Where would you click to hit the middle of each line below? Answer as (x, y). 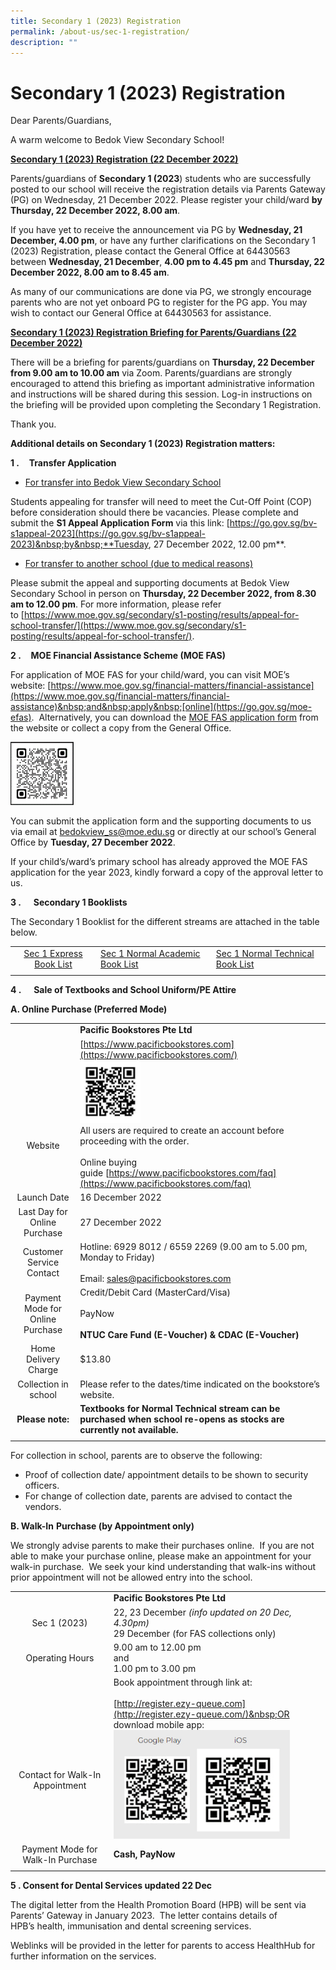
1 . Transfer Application (63, 463)
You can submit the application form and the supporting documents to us (161, 821)
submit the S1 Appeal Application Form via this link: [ (120, 523)
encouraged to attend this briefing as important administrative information (162, 384)
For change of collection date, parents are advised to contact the (158, 1496)
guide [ (94, 1173)
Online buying (108, 1162)
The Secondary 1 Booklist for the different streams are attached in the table (165, 922)
